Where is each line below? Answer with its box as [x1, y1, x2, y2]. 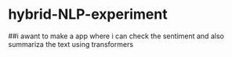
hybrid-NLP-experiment [8, 5, 168, 23]
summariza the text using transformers [8, 39, 134, 48]
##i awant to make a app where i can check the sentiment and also [8, 31, 225, 41]
